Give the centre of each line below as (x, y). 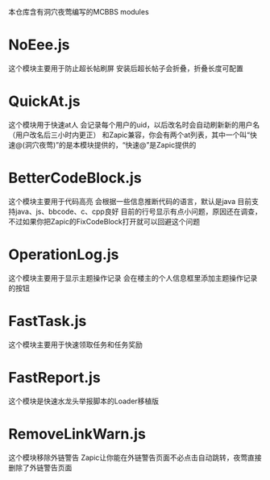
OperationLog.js (64, 255)
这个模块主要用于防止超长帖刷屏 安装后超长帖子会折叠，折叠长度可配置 (126, 68)
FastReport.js (54, 377)
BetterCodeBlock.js (75, 178)
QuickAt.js (44, 101)
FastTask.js (48, 321)
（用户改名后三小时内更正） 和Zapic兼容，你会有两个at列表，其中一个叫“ (129, 135)
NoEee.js (39, 45)
